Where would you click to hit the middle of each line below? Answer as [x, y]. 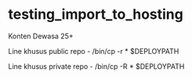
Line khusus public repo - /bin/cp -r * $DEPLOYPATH [94, 51]
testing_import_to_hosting [96, 14]
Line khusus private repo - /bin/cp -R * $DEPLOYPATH [96, 66]
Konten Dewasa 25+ [41, 36]
